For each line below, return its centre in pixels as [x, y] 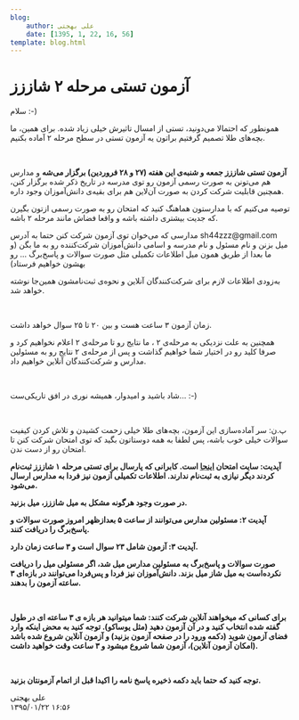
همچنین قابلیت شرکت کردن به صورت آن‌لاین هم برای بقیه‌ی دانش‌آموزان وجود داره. [147, 192]
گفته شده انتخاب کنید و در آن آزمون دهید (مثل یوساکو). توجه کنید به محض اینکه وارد [145, 627]
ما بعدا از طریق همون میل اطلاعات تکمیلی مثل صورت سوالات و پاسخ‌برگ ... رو [141, 254]
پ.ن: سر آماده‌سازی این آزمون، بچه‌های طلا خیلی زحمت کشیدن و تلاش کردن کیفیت [149, 430]
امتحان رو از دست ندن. [48, 449]
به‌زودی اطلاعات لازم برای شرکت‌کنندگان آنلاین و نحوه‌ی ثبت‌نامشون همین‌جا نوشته [145, 281]
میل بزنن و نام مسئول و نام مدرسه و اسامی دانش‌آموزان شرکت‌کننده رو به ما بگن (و [149, 245]
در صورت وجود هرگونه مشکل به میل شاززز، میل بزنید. [99, 503]
